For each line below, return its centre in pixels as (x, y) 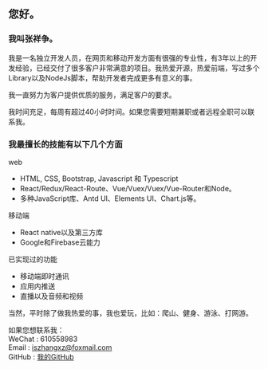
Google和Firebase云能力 (60, 242)
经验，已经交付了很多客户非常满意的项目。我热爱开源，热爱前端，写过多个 (137, 68)
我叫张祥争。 (33, 39)
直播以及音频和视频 (51, 296)
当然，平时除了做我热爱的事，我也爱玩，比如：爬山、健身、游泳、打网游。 (130, 312)
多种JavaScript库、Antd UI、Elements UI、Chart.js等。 (110, 198)
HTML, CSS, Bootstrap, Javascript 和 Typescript (99, 179)
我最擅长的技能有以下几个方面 (66, 144)
